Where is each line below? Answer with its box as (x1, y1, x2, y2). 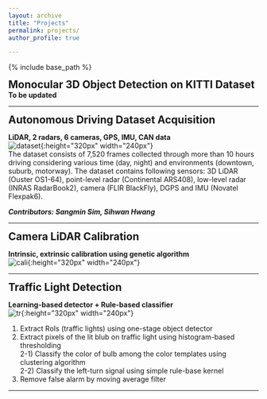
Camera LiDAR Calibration (8, 230, 140, 243)
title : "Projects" (8, 19, 69, 27)
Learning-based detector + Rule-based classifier (8, 300, 173, 310)
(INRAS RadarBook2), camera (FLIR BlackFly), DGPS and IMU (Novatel (8, 184, 238, 193)
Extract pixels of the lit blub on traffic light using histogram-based (19, 332, 235, 342)
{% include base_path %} (8, 63, 92, 72)
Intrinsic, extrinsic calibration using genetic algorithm (8, 250, 190, 259)
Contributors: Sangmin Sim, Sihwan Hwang (8, 207, 156, 217)
